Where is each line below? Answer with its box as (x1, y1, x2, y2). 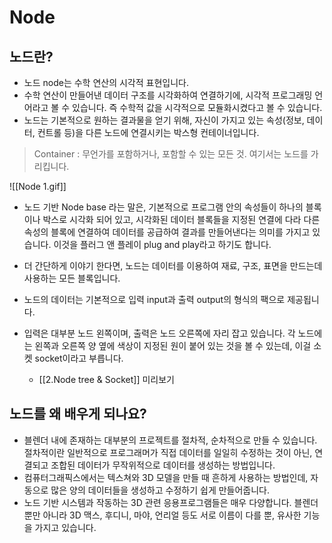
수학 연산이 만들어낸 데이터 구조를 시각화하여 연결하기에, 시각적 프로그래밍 (23, 89, 313, 101)
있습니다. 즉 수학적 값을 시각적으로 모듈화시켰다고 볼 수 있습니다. (72, 102, 323, 113)
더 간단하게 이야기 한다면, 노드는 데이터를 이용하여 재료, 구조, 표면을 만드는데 (23, 260, 323, 271)
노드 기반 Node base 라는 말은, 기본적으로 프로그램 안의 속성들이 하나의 (23, 201, 304, 213)
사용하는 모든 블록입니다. (23, 272, 121, 284)
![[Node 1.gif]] (9, 181, 67, 192)
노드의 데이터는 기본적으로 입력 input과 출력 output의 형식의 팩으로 (23, 294, 286, 305)
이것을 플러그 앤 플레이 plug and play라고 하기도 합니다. (53, 239, 272, 250)
